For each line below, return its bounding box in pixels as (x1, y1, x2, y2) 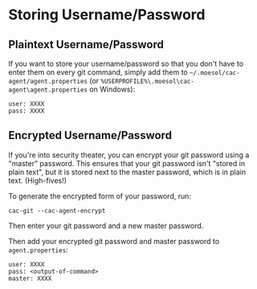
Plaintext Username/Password (8, 38, 165, 51)
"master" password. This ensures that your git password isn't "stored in (8, 158, 246, 168)
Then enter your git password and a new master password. (8, 221, 204, 230)
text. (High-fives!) (8, 175, 67, 185)
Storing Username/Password (8, 6, 206, 24)
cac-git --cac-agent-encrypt (8, 206, 106, 214)
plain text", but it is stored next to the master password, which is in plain (8, 167, 247, 177)
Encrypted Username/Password (8, 128, 173, 142)
